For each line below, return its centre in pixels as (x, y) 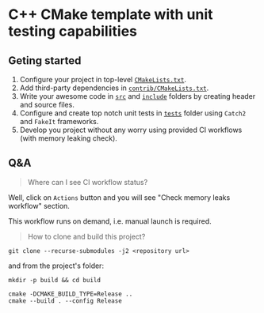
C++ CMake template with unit (111, 15)
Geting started (45, 60)
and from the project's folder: (56, 266)
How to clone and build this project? (86, 236)
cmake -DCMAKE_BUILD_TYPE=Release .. (71, 294)
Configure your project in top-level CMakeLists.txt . (103, 79)
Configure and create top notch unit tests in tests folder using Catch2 (133, 113)
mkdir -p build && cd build (55, 280)
